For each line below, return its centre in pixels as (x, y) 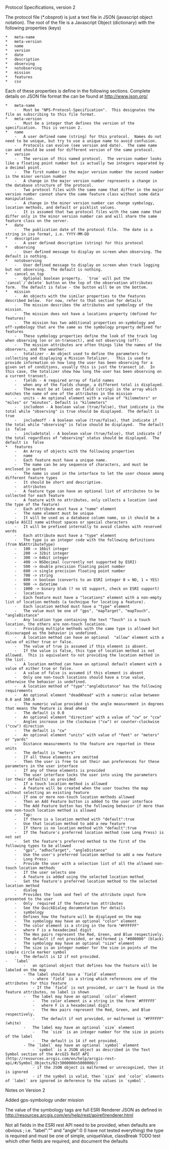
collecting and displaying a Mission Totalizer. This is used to (78, 358)
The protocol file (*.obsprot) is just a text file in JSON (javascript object (79, 17)
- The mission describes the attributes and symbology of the (83, 305)
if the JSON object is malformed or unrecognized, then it (101, 1067)
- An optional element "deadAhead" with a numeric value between (87, 695)
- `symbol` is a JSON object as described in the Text (91, 1050)
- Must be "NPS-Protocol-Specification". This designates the (85, 110)
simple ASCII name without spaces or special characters (67, 522)
